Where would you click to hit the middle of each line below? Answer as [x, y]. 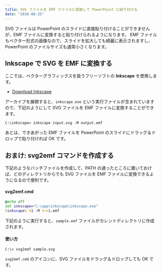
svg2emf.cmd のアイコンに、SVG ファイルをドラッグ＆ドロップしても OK [77, 259]
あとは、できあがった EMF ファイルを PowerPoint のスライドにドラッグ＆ [78, 133]
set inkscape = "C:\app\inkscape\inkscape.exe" [52, 207]
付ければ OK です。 [49, 139]
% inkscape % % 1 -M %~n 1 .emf [32, 211]
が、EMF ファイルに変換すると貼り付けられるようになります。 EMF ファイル [81, 34]
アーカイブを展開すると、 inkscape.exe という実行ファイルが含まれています [80, 102]
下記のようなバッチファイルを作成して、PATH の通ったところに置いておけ [79, 168]
